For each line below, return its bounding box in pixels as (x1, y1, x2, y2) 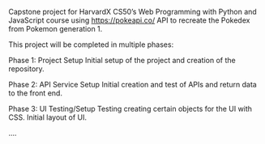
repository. (8, 64, 45, 74)
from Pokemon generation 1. (8, 24, 103, 33)
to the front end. (8, 88, 63, 98)
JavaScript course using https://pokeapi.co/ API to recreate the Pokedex (8, 15, 250, 25)
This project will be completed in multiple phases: (8, 40, 174, 49)
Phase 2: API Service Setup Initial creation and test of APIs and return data (8, 80, 257, 89)
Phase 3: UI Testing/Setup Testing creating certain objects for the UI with (8, 104, 253, 113)
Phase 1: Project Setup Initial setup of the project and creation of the (8, 56, 237, 65)
